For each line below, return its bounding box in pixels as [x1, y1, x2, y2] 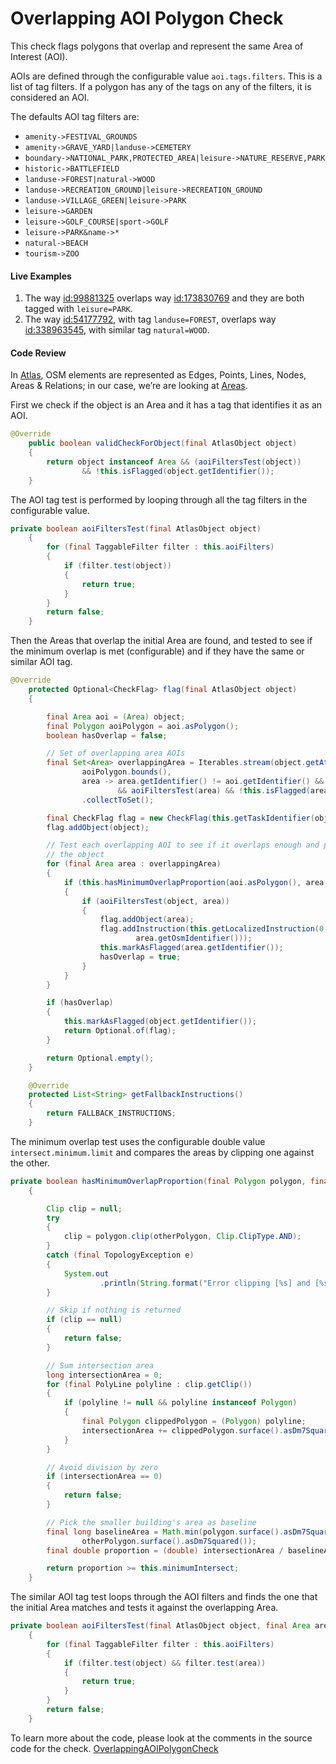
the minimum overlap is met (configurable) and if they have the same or [10, 645, 305, 657]
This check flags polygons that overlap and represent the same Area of [10, 40, 304, 52]
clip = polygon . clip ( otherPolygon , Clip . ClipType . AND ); [63, 1232, 302, 1242]
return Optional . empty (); [46, 1053, 155, 1063]
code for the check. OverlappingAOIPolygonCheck [10, 1742, 219, 1754]
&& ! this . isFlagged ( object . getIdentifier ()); [81, 466, 275, 476]
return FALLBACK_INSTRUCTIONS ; [46, 1108, 177, 1119]
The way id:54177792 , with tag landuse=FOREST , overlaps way [24, 313, 277, 326]
